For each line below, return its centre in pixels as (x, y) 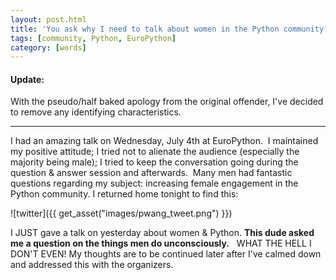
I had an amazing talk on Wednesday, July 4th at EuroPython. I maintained (164, 141)
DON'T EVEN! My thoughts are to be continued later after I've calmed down (166, 254)
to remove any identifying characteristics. (96, 112)
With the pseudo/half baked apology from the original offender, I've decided (167, 102)
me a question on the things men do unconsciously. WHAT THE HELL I (161, 243)
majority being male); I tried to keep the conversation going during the (154, 162)
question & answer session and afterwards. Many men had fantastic (151, 173)
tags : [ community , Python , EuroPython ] (93, 38)
